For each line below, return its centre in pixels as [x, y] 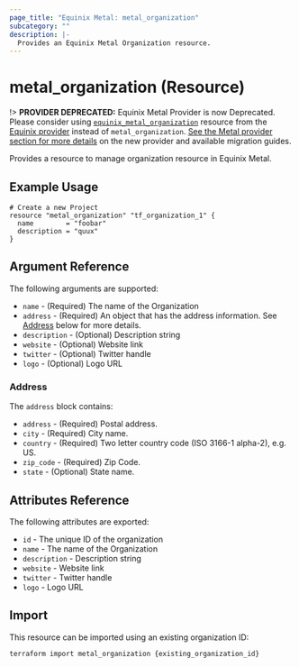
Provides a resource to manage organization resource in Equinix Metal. [140, 159]
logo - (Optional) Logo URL [72, 363]
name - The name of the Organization [90, 548]
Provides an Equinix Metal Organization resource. [114, 43]
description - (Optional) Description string [101, 334]
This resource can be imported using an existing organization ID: [129, 637]
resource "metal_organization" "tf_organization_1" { [113, 215]
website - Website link [63, 568]
